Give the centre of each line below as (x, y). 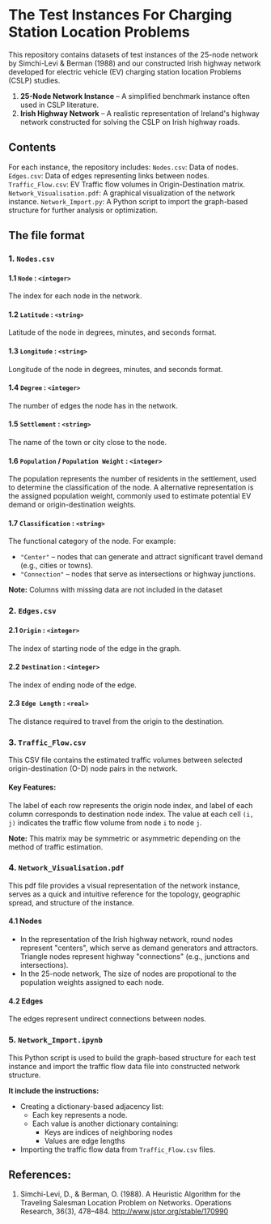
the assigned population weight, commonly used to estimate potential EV (130, 496)
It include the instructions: (54, 1090)
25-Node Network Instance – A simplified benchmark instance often (135, 96)
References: (40, 1174)
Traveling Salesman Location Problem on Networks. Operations (126, 1203)
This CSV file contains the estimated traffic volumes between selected (125, 760)
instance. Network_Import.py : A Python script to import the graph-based (128, 201)
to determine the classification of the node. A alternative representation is (131, 487)
